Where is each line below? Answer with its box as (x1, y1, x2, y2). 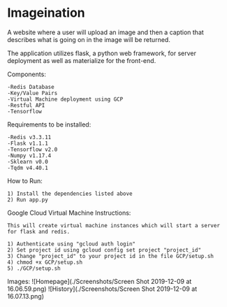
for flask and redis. (7, 228, 71, 235)
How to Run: (7, 176, 43, 185)
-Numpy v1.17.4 (7, 152, 52, 159)
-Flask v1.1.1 (7, 140, 49, 147)
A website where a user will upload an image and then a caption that (7, 28, 204, 36)
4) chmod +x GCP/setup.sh (7, 259, 82, 266)
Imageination (7, 5, 85, 21)
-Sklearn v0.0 (7, 158, 49, 165)
